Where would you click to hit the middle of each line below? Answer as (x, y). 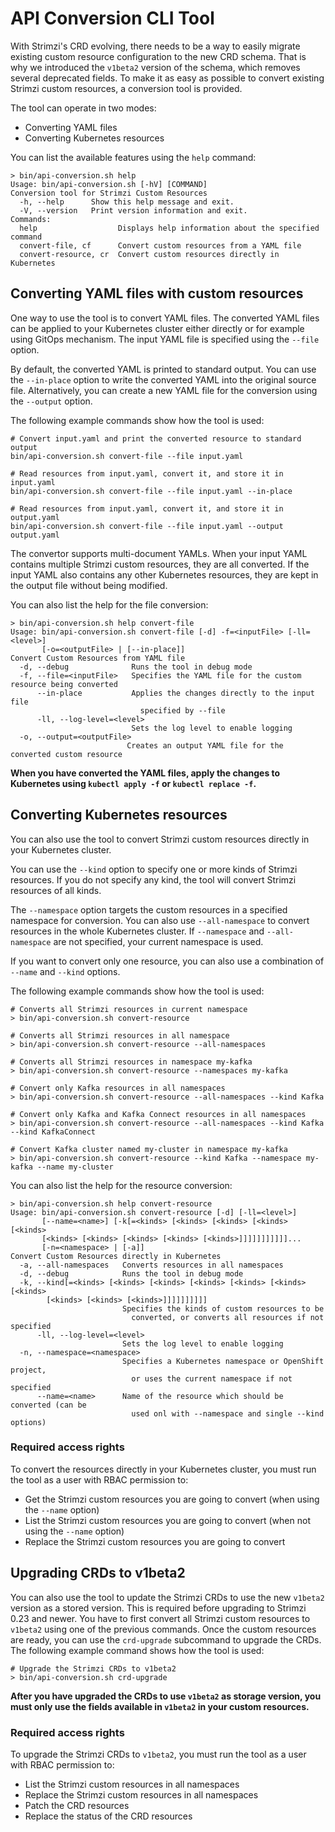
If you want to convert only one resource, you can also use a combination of (167, 961)
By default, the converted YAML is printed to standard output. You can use (163, 369)
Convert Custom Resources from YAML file (98, 658)
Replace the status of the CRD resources (108, 1816)
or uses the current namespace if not (212, 1378)
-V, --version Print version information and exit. (133, 210)
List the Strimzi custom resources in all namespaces (132, 1784)
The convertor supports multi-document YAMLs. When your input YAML (159, 553)
